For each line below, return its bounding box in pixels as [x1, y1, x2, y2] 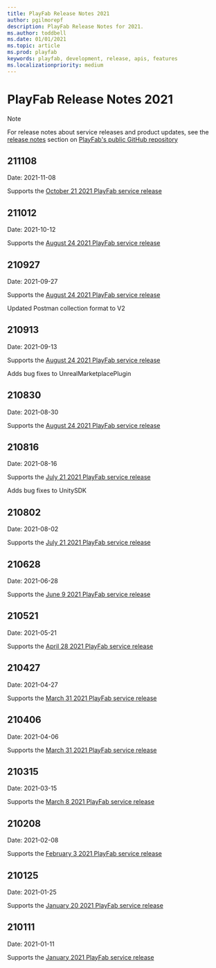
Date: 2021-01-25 [7, 888, 57, 896]
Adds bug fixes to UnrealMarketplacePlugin [7, 369, 132, 377]
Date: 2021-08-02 [7, 525, 59, 533]
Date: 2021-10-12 [7, 226, 56, 234]
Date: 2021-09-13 [7, 342, 57, 350]
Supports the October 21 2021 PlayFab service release [7, 187, 163, 195]
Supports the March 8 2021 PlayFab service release [7, 798, 154, 806]
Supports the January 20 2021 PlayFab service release [7, 901, 164, 909]
